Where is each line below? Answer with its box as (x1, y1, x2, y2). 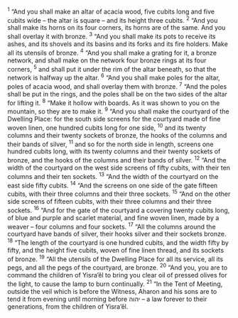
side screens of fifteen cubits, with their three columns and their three (7, 197, 212, 205)
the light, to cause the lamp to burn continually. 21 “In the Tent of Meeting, (7, 278, 223, 288)
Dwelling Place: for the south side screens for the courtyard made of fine (7, 114, 221, 123)
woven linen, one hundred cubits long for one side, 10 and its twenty (7, 122, 206, 132)
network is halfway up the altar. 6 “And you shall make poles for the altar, (7, 72, 220, 82)
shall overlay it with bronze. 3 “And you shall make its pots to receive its (7, 31, 216, 40)
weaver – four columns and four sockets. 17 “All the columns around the (7, 221, 216, 231)
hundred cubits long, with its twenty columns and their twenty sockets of (7, 147, 221, 155)
